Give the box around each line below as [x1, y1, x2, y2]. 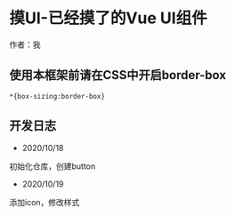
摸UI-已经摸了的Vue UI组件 [9, 8, 207, 28]
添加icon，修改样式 [9, 196, 80, 207]
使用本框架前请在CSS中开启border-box [9, 68, 227, 83]
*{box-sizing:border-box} [9, 92, 105, 100]
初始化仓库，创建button [9, 161, 96, 172]
